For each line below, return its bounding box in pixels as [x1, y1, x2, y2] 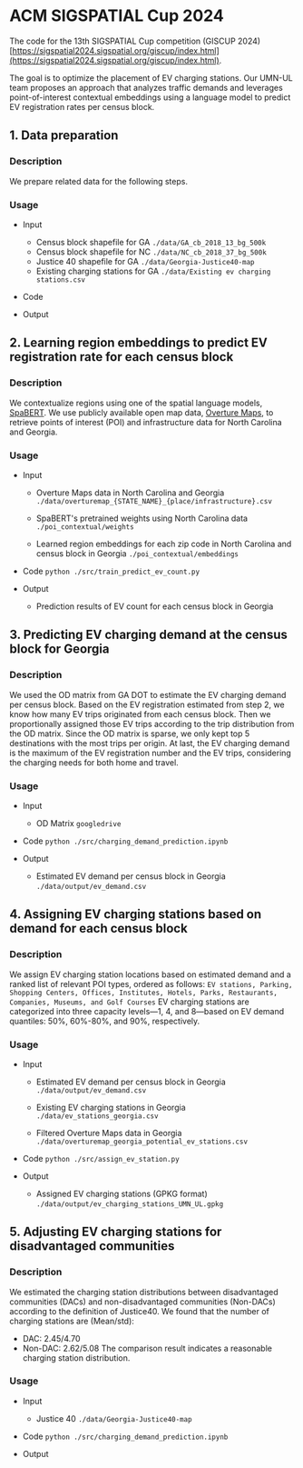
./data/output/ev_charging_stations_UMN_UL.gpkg [35, 1199, 224, 1209]
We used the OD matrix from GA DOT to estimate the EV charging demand [9, 689, 287, 700]
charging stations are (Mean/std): [9, 1315, 134, 1326]
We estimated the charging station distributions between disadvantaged [9, 1286, 279, 1297]
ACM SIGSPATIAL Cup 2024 [9, 5, 224, 26]
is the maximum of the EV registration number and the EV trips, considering [9, 747, 292, 758]
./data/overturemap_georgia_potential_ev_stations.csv [35, 1137, 248, 1146]
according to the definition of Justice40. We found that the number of [9, 1305, 270, 1316]
